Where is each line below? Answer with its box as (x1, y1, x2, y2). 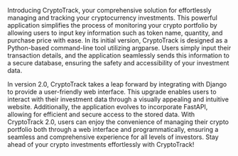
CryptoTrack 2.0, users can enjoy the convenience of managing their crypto (7, 118, 229, 126)
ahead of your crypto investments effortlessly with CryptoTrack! (7, 140, 195, 148)
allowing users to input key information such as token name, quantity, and (7, 28, 223, 37)
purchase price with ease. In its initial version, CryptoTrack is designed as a (7, 36, 228, 45)
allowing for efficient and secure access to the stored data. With (7, 110, 195, 118)
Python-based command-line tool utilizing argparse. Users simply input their (7, 44, 232, 52)
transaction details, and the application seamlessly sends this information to (7, 51, 229, 60)
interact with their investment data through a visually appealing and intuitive (7, 95, 229, 104)
